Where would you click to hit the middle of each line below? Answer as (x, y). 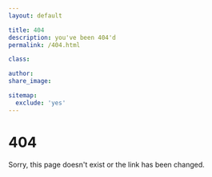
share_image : (30, 81)
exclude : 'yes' (41, 103)
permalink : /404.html (44, 45)
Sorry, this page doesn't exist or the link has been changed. (107, 164)
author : (21, 74)
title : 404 (26, 30)
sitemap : (23, 96)
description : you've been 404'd (62, 37)
